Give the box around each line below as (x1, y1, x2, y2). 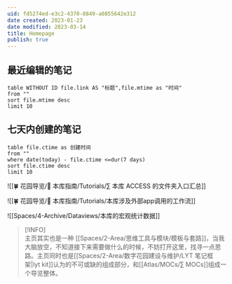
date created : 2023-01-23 (7, 17, 83, 24)
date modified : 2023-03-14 (7, 23, 86, 30)
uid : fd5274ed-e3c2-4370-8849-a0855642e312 (7, 10, 137, 18)
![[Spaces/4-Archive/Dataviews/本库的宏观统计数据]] (7, 211, 161, 219)
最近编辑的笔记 (7, 64, 72, 76)
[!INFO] (24, 225, 46, 234)
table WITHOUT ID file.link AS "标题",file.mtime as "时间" (7, 84, 182, 91)
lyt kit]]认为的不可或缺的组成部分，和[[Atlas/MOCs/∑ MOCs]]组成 (32, 260, 221, 269)
